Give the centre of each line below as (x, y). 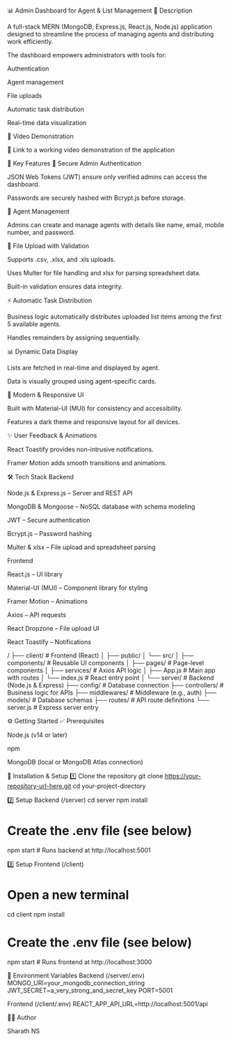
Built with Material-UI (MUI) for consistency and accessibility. (95, 408)
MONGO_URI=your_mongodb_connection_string (76, 983)
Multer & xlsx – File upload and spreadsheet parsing (81, 547)
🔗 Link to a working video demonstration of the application (91, 150)
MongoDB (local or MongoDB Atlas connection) (75, 762)
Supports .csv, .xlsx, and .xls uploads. (62, 259)
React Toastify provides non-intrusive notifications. (81, 449)
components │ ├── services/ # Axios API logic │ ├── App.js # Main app (111, 670)
